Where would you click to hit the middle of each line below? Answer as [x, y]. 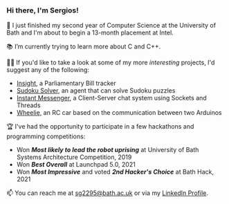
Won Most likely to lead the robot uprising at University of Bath [108, 150]
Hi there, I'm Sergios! [43, 10]
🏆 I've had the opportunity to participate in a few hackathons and [100, 127]
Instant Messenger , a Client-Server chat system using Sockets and [111, 98]
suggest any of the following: [48, 70]
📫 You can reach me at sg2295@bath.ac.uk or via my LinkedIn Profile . [107, 193]
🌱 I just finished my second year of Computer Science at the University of [111, 26]
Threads [28, 105]
